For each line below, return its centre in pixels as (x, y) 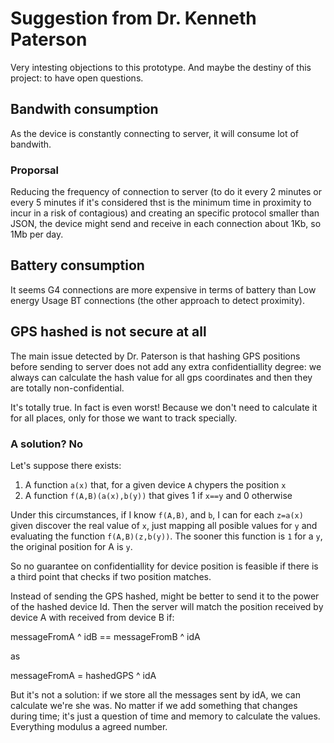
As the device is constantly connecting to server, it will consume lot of (155, 133)
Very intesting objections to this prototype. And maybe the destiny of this (161, 67)
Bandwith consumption (84, 109)
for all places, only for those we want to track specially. (124, 418)
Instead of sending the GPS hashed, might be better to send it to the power (165, 596)
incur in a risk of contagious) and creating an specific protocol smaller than (165, 213)
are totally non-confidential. (67, 388)
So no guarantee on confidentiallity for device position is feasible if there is (164, 566)
